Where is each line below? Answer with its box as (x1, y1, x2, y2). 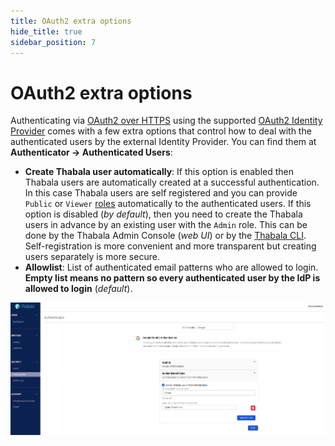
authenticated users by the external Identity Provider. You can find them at (10, 136, 317, 148)
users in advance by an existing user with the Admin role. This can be (24, 219, 308, 231)
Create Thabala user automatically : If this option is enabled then (24, 166, 295, 178)
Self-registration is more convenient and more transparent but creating (24, 240, 317, 252)
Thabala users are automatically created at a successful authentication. (24, 176, 320, 189)
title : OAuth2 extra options (10, 16, 132, 26)
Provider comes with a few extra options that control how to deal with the (10, 125, 312, 137)
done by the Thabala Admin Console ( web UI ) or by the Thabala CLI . (24, 230, 307, 242)
